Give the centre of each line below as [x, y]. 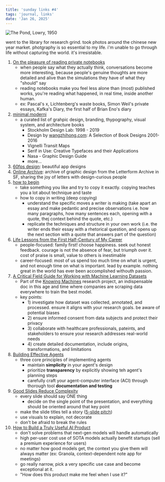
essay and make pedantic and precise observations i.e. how [88, 208]
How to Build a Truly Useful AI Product [52, 427]
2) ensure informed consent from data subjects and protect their [93, 318]
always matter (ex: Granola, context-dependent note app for [81, 454]
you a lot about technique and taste [56, 193]
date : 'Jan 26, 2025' [28, 19]
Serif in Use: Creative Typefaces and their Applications [83, 151]
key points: [31, 297]
